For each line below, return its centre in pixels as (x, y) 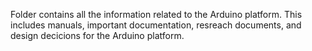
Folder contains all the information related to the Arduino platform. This (156, 14)
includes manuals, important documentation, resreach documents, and (156, 25)
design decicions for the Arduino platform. (97, 35)
